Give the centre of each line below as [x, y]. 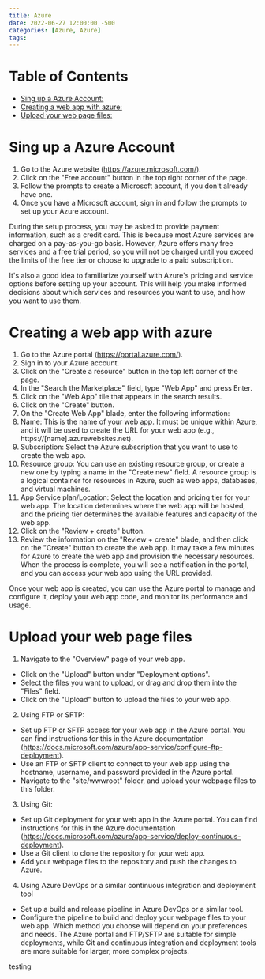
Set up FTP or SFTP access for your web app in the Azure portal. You [133, 730]
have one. [37, 195]
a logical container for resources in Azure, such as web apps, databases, [139, 481]
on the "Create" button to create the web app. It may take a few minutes [137, 548]
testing [20, 966]
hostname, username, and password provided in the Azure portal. [127, 772]
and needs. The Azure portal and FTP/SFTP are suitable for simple [128, 934]
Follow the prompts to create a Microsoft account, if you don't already [134, 186]
